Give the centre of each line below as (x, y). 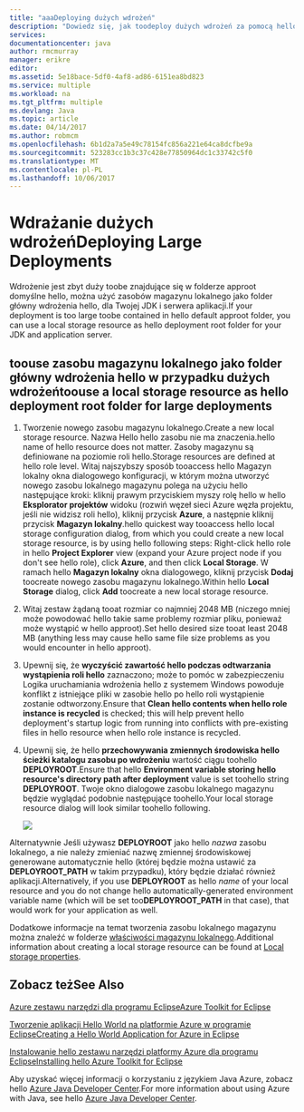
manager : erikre (40, 60)
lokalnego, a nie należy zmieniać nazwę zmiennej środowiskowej (130, 852)
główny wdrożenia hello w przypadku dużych (140, 377)
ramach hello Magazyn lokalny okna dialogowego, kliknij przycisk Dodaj (158, 572)
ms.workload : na (40, 93)
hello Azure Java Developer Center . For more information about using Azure (150, 1088)
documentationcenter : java (60, 43)
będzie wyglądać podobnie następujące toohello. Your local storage (148, 798)
